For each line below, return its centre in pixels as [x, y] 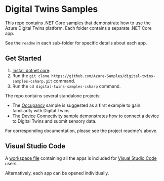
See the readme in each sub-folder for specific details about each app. [76, 43]
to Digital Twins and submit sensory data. [54, 121]
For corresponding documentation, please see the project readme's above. [81, 131]
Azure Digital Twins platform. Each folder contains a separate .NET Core [79, 28]
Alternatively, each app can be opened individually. [57, 173]
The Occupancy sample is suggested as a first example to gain [76, 105]
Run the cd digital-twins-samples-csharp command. [66, 86]
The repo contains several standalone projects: [53, 95]
